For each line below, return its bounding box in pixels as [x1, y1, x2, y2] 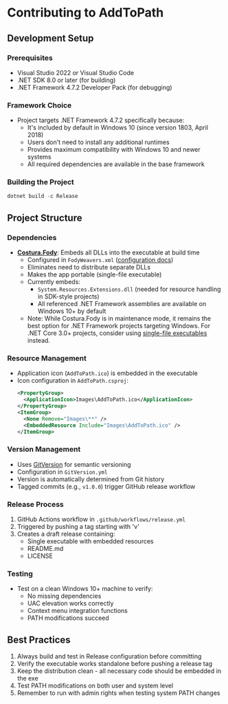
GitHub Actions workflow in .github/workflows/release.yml [16, 515, 186, 523]
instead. [27, 336, 50, 345]
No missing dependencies [27, 592, 102, 601]
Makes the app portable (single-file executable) [27, 270, 162, 279]
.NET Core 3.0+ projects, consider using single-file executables [27, 329, 207, 337]
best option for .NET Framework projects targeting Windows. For [27, 322, 211, 330]
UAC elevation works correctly [27, 599, 114, 607]
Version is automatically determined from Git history [16, 474, 165, 483]
